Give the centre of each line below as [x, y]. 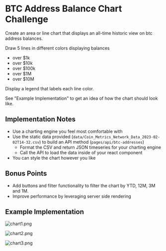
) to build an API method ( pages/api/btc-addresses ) [92, 142]
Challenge [27, 19]
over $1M [22, 73]
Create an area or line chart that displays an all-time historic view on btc [79, 33]
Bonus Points [26, 173]
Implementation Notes [41, 120]
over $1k [21, 57]
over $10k [23, 63]
